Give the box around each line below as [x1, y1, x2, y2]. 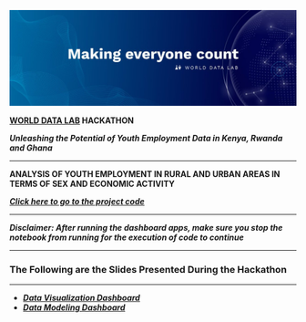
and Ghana [9, 142, 53, 153]
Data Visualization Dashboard [22, 293, 141, 304]
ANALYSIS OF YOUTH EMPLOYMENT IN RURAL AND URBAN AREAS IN [9, 168, 280, 179]
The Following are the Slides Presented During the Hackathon [9, 263, 287, 275]
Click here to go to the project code [9, 195, 146, 206]
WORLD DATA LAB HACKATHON [9, 115, 135, 126]
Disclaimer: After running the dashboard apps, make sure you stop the [9, 222, 283, 233]
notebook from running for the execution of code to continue [9, 232, 244, 243]
